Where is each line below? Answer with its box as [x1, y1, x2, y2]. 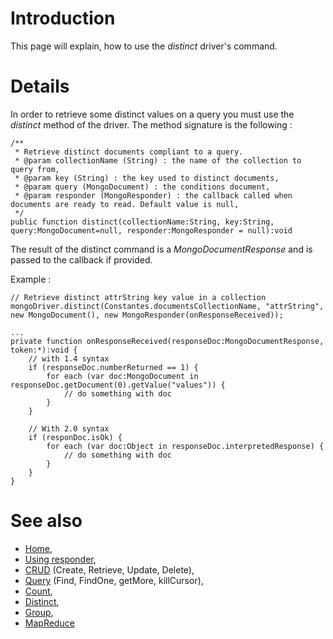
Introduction [10, 7, 116, 30]
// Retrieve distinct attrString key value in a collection [10, 292, 267, 302]
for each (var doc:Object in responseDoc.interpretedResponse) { [46, 441, 325, 451]
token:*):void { [10, 345, 78, 355]
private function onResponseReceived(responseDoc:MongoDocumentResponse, [10, 336, 325, 346]
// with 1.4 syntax [28, 353, 110, 364]
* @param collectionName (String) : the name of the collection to [14, 155, 302, 166]
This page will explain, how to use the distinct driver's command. [10, 40, 278, 52]
